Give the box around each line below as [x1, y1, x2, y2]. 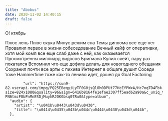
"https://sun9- [38, 81, 70, 86]
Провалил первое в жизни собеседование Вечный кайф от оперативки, [5, 45, 159, 51]
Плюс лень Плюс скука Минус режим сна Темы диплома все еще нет [5, 40, 155, 46]
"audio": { [9, 99, 32, 104]
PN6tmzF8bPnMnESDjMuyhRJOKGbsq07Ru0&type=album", [5, 94, 111, 100]
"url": [23, 81, 37, 86]
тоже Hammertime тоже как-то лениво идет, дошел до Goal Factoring [5, 72, 152, 78]
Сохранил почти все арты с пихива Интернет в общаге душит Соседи [5, 66, 154, 72]
